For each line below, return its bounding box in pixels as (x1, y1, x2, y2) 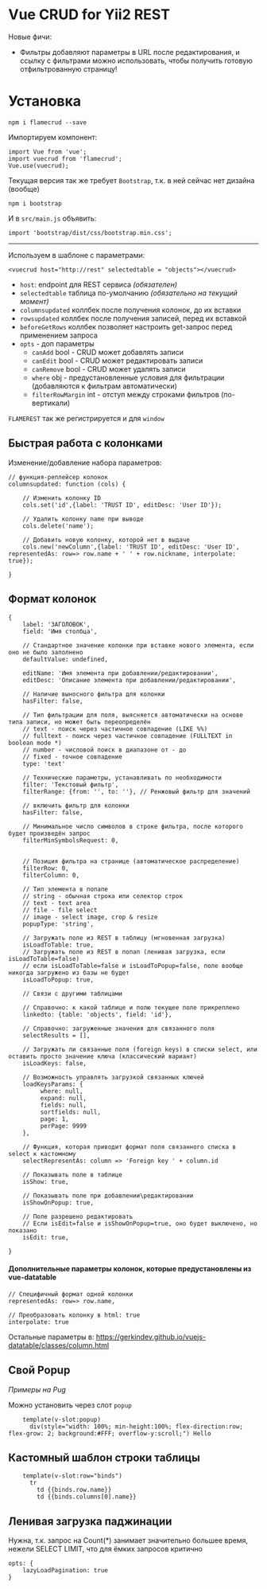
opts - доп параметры (19, 338, 95, 348)
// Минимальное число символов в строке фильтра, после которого (22, 822, 244, 830)
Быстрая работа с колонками (8, 436, 163, 451)
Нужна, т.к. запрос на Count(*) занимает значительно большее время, (8, 1536, 249, 1545)
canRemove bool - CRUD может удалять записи (31, 364, 186, 373)
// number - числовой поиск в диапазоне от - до (22, 746, 187, 754)
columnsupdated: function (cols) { (8, 480, 126, 488)
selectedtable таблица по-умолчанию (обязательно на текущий (19, 288, 238, 298)
